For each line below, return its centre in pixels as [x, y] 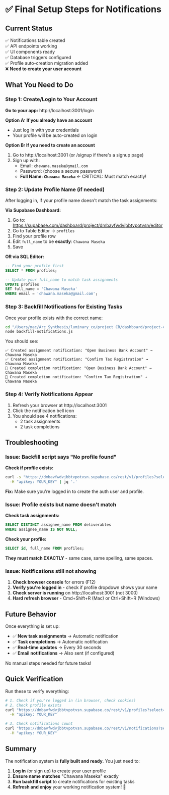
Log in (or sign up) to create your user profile [59, 771]
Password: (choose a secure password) [61, 171]
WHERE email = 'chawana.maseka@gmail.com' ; [52, 294]
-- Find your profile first [35, 266]
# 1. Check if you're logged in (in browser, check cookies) [71, 701]
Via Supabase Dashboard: [33, 210]
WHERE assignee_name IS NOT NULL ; [41, 530]
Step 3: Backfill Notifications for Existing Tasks [64, 307]
